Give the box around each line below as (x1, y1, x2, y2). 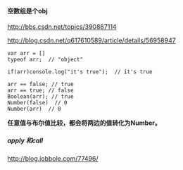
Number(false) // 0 (7, 99, 68, 107)
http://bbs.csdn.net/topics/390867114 (7, 23, 118, 31)
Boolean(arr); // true (7, 93, 74, 100)
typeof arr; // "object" (7, 56, 83, 63)
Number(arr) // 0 (7, 106, 61, 113)
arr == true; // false (7, 87, 74, 95)
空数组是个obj (7, 6, 48, 15)
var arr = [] (7, 50, 46, 57)
